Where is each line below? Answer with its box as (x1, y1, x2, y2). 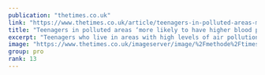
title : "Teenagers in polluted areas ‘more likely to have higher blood (8, 26, 252, 34)
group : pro (8, 48, 44, 55)
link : (8, 19, 26, 27)
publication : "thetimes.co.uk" (8, 11, 111, 20)
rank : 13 (8, 55, 37, 63)
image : (8, 41, 30, 48)
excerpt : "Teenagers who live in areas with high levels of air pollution (8, 33, 259, 41)
